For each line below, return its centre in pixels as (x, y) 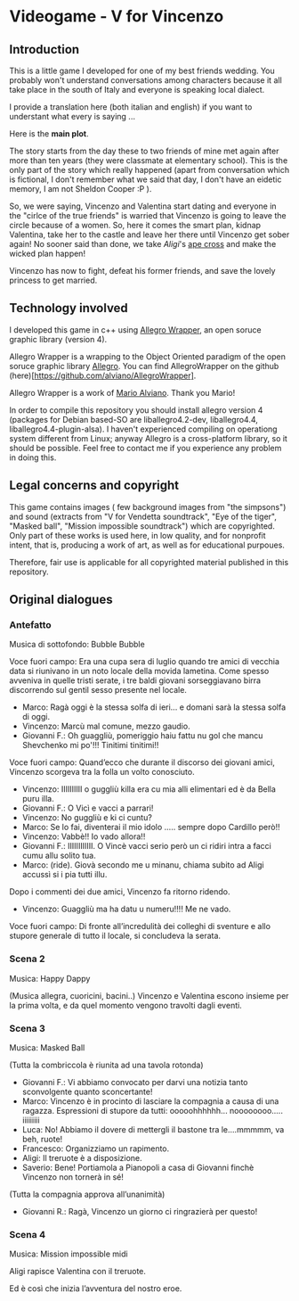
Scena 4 (28, 1234)
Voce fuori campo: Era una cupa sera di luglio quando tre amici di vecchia (145, 662)
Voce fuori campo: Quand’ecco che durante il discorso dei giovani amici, (142, 762)
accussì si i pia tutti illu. (65, 875)
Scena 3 (28, 1028)
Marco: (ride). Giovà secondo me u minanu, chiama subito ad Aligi (143, 865)
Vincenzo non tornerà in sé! (73, 1177)
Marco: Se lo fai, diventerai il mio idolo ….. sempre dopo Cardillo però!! (151, 828)
